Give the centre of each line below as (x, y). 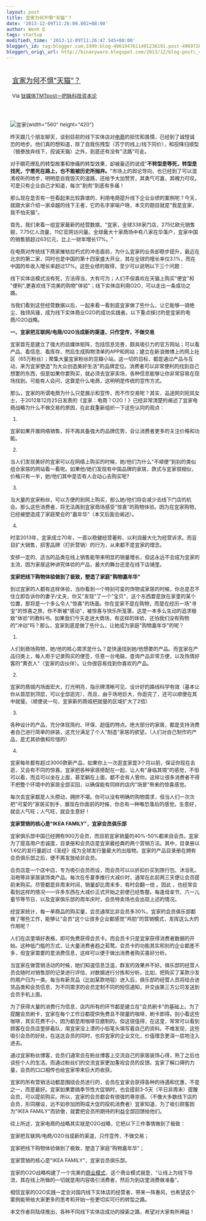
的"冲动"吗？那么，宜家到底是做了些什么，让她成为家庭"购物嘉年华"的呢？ (97, 625)
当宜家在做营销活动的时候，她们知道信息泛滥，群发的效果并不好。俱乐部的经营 (102, 965)
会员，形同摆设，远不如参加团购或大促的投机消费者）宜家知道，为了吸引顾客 (100, 1104)
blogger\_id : (23, 47)
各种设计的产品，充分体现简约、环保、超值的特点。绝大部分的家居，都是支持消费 (105, 724)
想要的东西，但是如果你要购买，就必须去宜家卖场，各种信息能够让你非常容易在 (102, 373)
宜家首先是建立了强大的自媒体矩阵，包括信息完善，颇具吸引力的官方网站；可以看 (105, 344)
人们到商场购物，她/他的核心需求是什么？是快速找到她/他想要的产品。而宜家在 (102, 649)
